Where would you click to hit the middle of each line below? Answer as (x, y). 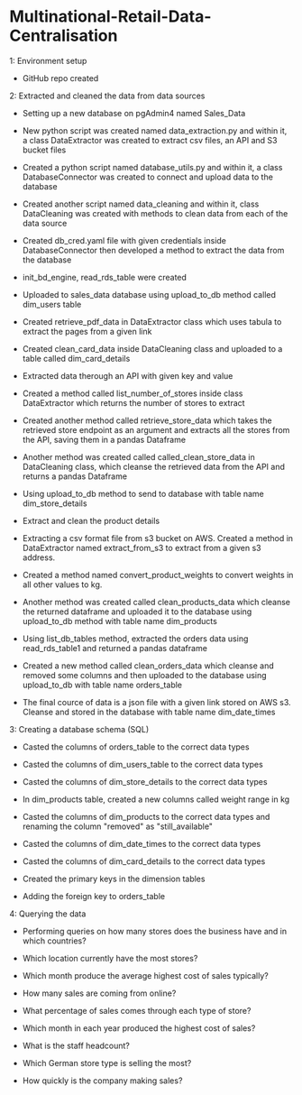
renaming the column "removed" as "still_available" (118, 826)
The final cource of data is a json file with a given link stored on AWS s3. (156, 702)
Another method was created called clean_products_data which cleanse (156, 602)
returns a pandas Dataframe (75, 476)
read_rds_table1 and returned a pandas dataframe (114, 648)
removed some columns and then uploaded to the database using (145, 675)
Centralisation (64, 36)
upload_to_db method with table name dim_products (120, 621)
